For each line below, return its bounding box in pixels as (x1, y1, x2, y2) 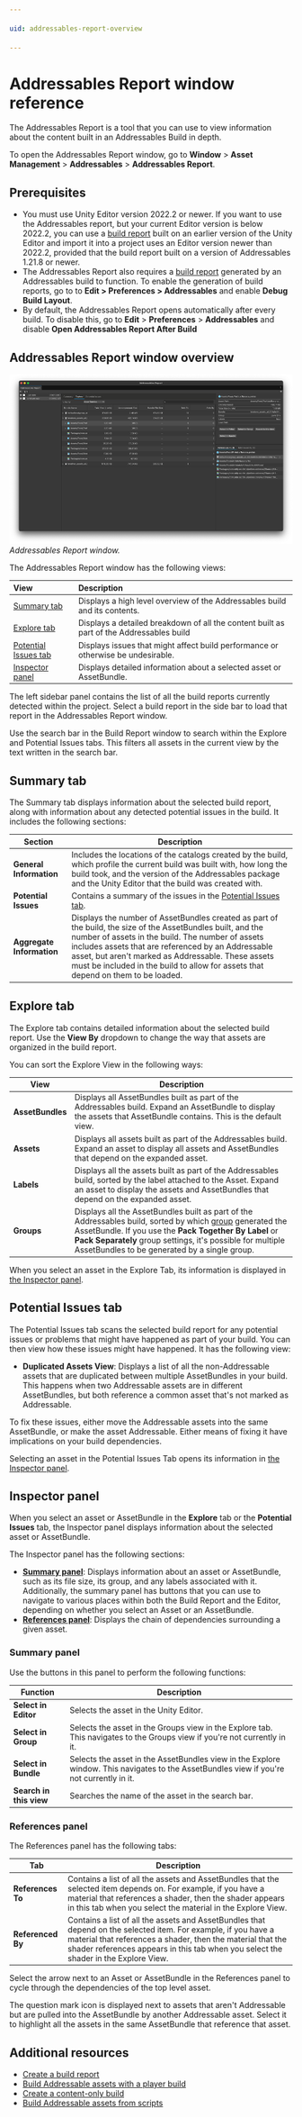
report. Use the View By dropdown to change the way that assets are (9, 1032, 266, 1043)
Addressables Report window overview (9, 349, 235, 365)
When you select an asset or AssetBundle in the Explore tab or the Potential (9, 1513, 292, 1524)
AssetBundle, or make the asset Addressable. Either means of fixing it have (9, 1425, 288, 1436)
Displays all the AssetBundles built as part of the (74, 1207, 253, 1217)
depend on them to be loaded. (71, 970, 182, 981)
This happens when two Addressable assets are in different (22, 1380, 243, 1390)
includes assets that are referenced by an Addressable (71, 941, 273, 952)
